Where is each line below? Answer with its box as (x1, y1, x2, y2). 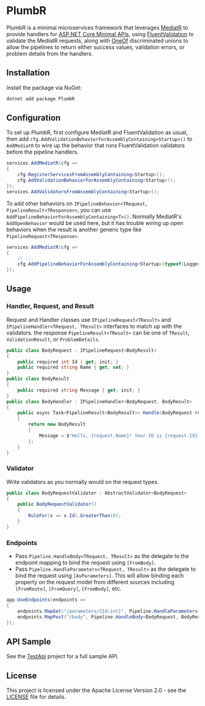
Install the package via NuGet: (6, 84, 82, 91)
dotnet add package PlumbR (6, 95, 75, 102)
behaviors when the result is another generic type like (6, 226, 142, 233)
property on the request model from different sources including (15, 579, 175, 586)
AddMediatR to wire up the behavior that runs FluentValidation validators (6, 142, 185, 149)
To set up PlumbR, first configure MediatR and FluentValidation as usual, (6, 129, 188, 136)
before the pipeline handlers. (6, 148, 79, 156)
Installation (6, 68, 50, 78)
